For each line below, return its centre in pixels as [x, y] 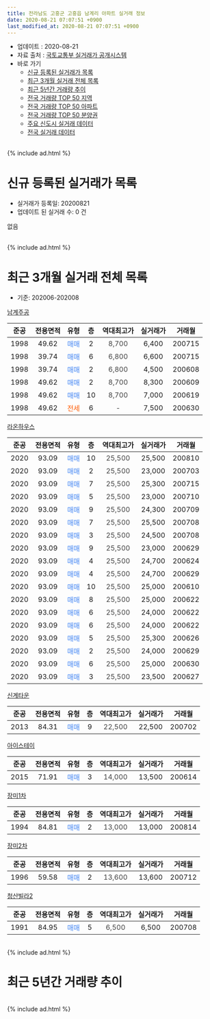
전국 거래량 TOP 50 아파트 [62, 106]
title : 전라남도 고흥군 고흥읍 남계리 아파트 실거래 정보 [76, 13]
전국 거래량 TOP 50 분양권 [62, 115]
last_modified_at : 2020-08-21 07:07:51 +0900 [73, 26]
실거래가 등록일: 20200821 [53, 204]
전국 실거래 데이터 [51, 132]
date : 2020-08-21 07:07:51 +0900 [55, 20]
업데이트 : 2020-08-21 [48, 47]
